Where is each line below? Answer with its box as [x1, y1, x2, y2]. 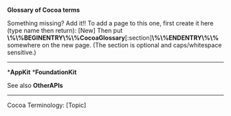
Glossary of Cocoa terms [7, 6, 80, 14]
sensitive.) [7, 48, 36, 56]
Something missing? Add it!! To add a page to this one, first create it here [7, 19, 214, 27]
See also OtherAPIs [7, 82, 63, 89]
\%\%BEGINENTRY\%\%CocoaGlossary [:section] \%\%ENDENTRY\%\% [7, 34, 219, 42]
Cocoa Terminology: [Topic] [7, 101, 87, 109]
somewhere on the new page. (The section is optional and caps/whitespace [7, 41, 222, 49]
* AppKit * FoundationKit [7, 68, 77, 76]
